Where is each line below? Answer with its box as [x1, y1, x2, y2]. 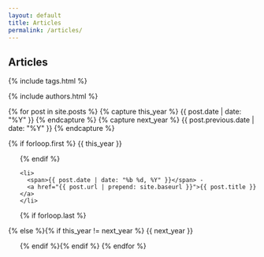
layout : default [8, 11, 61, 20]
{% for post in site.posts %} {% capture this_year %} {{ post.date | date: [8, 107, 242, 117]
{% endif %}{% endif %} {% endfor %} [19, 241, 147, 251]
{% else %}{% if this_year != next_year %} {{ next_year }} [8, 226, 193, 236]
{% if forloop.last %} [19, 210, 87, 221]
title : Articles [8, 19, 61, 27]
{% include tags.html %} [8, 76, 88, 86]
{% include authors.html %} [8, 91, 99, 101]
